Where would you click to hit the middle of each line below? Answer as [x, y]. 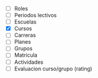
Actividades [29, 62]
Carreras [25, 35]
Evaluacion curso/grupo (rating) [53, 69]
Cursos [23, 28]
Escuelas [25, 22]
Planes [22, 42]
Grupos [23, 48]
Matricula [26, 55]
